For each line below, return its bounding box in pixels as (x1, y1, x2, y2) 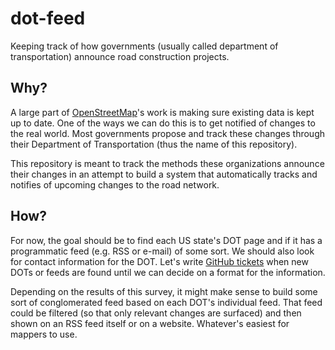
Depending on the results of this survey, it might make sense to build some (10, 285, 318, 297)
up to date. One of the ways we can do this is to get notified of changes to (10, 117, 316, 129)
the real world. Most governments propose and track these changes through (10, 127, 326, 139)
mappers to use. (10, 328, 78, 340)
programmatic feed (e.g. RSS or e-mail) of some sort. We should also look (10, 245, 315, 257)
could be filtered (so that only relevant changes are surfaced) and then (10, 307, 302, 319)
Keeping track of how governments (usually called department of (10, 40, 279, 52)
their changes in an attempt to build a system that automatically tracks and (10, 168, 318, 180)
